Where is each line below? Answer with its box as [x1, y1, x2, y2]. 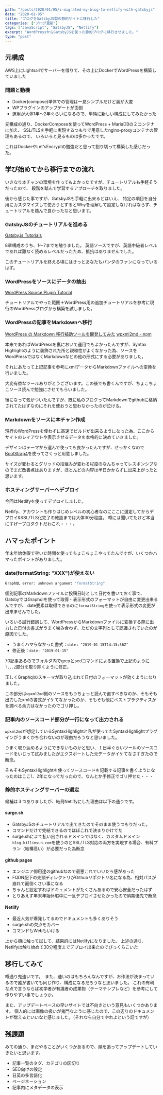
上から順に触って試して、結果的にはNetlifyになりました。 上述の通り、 [5, 938, 147, 944]
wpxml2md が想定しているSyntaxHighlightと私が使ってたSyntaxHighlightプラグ [5, 728, 158, 734]
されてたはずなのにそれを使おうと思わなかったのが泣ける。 [5, 403, 124, 408]
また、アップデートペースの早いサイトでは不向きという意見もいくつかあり [5, 1002, 154, 1008]
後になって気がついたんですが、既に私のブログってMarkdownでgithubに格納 [5, 397, 158, 403]
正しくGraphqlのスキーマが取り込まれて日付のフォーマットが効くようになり [5, 674, 157, 680]
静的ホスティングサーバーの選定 [5, 786, 80, 793]
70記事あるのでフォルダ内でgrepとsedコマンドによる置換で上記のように [5, 658, 150, 664]
